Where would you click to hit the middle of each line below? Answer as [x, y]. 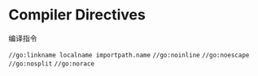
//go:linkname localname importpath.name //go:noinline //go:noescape [129, 55]
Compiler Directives [77, 15]
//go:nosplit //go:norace [52, 63]
